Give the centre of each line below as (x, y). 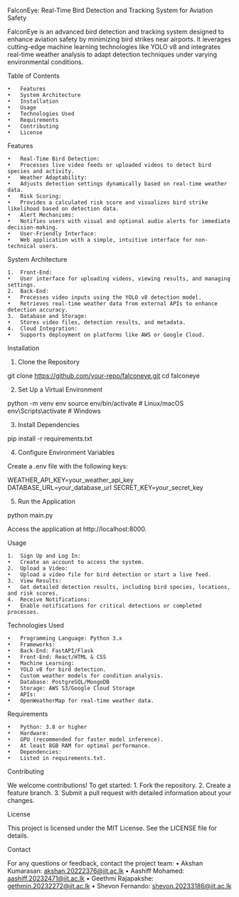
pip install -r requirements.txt (50, 439)
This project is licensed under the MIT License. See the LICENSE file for (112, 828)
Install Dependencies (48, 425)
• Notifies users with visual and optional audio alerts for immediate (119, 221)
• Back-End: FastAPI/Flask (51, 651)
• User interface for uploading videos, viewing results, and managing (119, 279)
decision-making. (33, 227)
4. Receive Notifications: (49, 600)
